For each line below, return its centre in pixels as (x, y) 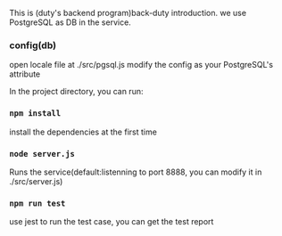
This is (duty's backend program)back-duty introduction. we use (128, 13)
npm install (35, 114)
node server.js (42, 154)
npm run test (37, 203)
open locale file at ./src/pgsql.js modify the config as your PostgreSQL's (141, 65)
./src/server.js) (36, 181)
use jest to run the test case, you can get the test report (112, 222)
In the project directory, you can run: (76, 92)
